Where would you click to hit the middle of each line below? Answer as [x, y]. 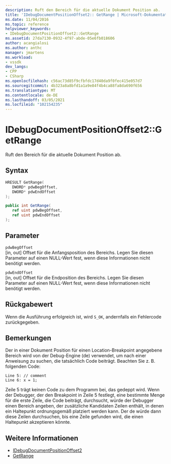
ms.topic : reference [27, 24]
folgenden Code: [23, 366]
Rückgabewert [29, 304]
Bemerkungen [28, 338]
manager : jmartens [25, 52]
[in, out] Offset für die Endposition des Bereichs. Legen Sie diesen [75, 277]
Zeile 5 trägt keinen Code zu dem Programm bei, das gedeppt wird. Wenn [82, 390]
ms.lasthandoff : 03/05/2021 [35, 100]
